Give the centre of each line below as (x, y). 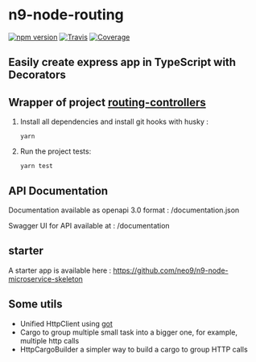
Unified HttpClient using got (66, 323)
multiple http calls (50, 340)
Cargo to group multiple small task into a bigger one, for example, (129, 332)
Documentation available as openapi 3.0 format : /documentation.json (124, 210)
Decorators (37, 75)
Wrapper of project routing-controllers (107, 102)
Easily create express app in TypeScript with (122, 62)
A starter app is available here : (60, 270)
